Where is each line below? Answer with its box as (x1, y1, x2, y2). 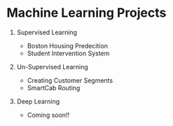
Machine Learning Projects (6, 5, 167, 21)
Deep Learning (16, 97, 60, 106)
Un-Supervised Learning (16, 62, 88, 71)
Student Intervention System (27, 49, 110, 57)
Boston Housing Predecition (27, 41, 109, 50)
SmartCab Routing (27, 83, 81, 92)
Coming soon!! (27, 111, 70, 119)
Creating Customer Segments (27, 76, 113, 85)
